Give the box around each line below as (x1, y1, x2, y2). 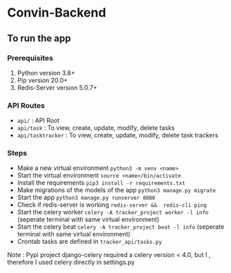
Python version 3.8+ (17, 68, 75, 77)
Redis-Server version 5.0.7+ (17, 83, 98, 91)
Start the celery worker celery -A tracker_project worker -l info (17, 208, 209, 216)
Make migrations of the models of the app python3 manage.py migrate (17, 186, 216, 194)
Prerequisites (7, 53, 53, 63)
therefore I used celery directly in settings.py (7, 258, 135, 267)
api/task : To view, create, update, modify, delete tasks (17, 124, 175, 132)
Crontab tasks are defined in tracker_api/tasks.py (17, 237, 163, 246)
